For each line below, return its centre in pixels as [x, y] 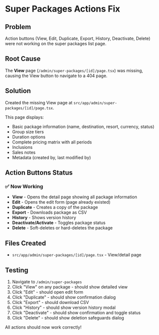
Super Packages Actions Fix [63, 9]
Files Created [25, 243]
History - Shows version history [44, 218]
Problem [18, 27]
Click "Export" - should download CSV [50, 302]
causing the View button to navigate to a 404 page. [56, 76]
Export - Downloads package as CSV [49, 212]
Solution [18, 91]
